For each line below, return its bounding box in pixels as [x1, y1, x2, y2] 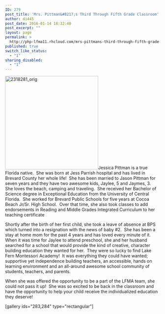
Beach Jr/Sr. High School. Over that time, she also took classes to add [5, 202, 148, 208]
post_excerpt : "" [5, 26, 41, 31]
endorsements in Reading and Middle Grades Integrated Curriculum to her [5, 207, 155, 212]
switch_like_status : [5, 48, 48, 53]
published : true [5, 44, 38, 49]
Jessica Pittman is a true [98, 165, 148, 171]
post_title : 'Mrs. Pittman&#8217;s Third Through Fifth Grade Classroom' [5, 12, 160, 17]
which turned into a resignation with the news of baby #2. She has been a [5, 227, 156, 233]
